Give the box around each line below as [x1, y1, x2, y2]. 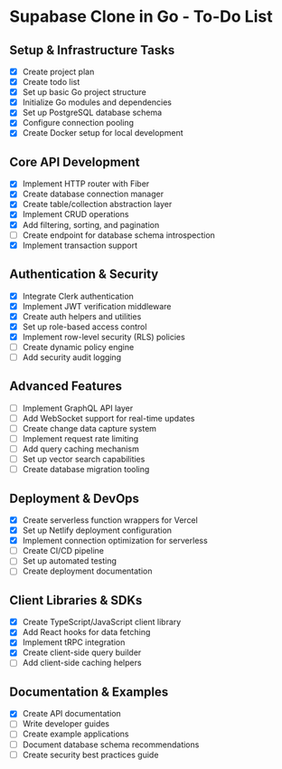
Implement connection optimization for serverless [22, 536, 208, 546]
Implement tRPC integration [22, 637, 126, 648]
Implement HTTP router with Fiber [22, 178, 150, 189]
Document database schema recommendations [22, 739, 200, 750]
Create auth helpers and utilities [22, 310, 142, 322]
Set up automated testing [22, 555, 117, 566]
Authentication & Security [9, 267, 159, 282]
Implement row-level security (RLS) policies [22, 331, 185, 342]
